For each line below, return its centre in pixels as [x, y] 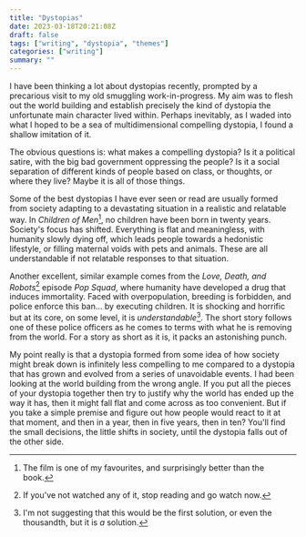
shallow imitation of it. [51, 134]
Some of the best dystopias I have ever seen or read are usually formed [144, 198]
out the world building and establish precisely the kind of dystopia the [140, 105]
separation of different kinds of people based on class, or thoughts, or [141, 171]
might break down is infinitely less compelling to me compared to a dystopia [153, 364]
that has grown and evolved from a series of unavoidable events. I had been [152, 373]
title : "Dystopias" [46, 18]
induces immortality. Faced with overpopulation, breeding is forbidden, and [150, 297]
